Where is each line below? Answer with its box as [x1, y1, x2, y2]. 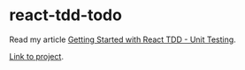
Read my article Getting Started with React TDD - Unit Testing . [9, 34, 236, 45]
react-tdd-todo [9, 5, 122, 25]
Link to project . [9, 51, 65, 61]
